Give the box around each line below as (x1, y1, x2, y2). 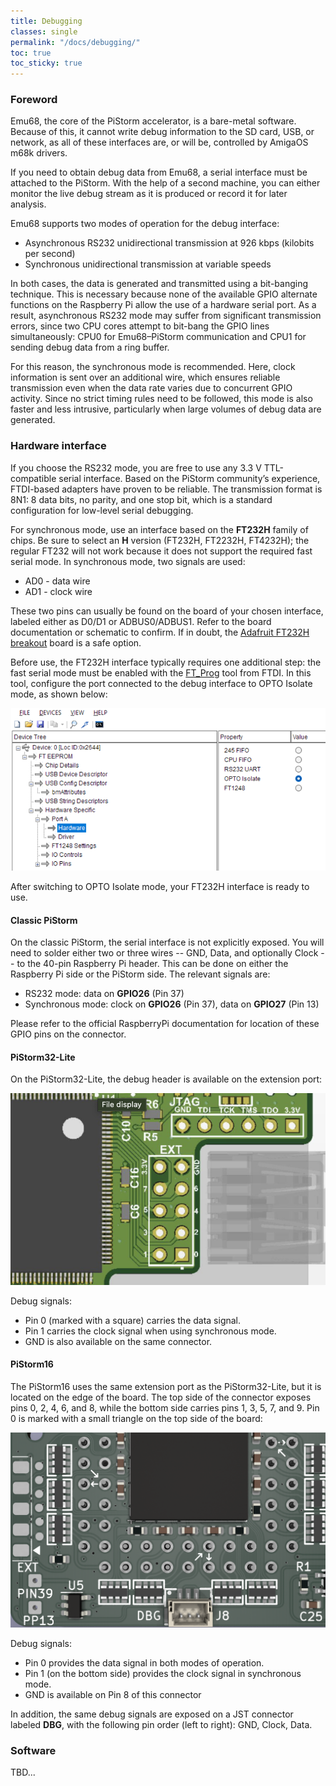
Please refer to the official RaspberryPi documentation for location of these (10, 1018, 320, 1030)
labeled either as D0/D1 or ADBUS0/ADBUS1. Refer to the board (10, 615, 272, 627)
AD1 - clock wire (24, 585, 93, 597)
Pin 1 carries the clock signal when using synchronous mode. (24, 1325, 277, 1337)
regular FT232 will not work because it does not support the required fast (10, 545, 313, 557)
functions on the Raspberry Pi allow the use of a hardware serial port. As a (10, 299, 317, 311)
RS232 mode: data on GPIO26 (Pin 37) (24, 988, 185, 1000)
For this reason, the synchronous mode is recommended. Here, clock (10, 361, 296, 373)
